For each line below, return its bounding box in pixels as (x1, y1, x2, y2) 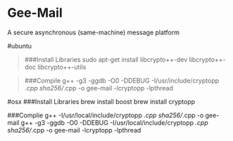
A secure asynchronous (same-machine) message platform (7, 28, 180, 36)
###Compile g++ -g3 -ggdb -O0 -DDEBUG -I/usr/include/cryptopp (24, 76, 220, 85)
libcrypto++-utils (37, 62, 87, 71)
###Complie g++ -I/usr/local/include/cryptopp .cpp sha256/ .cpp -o (7, 111, 204, 119)
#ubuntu (7, 41, 32, 50)
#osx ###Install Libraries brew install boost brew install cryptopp (7, 97, 196, 106)
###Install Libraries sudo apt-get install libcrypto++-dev (24, 55, 188, 64)
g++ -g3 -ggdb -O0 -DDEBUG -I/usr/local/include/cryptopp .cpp (20, 118, 209, 127)
